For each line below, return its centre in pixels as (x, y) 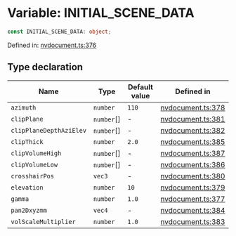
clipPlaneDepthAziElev (48, 130)
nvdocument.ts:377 (193, 199)
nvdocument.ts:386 (193, 164)
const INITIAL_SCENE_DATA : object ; (59, 32)
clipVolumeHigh (36, 153)
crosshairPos (33, 176)
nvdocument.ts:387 (193, 153)
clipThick (27, 142)
